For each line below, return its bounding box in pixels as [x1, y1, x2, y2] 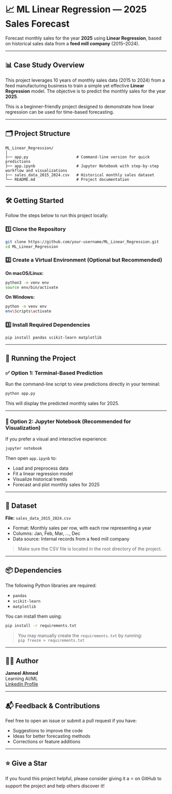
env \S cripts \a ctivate [5, 309, 52, 314]
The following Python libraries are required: [5, 582, 97, 588]
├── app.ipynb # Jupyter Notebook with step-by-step [5, 163, 159, 169]
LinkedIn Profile [5, 681, 38, 687]
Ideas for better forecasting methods [12, 733, 91, 740]
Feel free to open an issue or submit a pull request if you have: [5, 717, 137, 724]
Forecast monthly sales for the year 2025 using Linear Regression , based [5, 35, 162, 41]
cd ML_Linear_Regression [5, 244, 58, 249]
